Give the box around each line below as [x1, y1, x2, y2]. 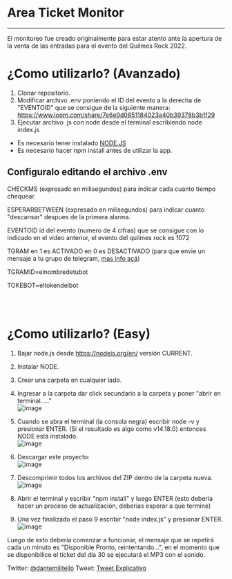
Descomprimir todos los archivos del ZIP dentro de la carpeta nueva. [17, 473, 213, 481]
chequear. [7, 192, 36, 200]
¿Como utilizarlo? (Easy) [7, 326, 151, 342]
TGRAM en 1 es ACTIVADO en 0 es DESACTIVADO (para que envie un [7, 247, 206, 255]
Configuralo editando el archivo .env [7, 166, 168, 178]
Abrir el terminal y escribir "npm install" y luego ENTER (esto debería [17, 494, 213, 502]
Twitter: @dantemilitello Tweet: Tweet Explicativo [7, 564, 147, 572]
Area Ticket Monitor [7, 5, 124, 21]
